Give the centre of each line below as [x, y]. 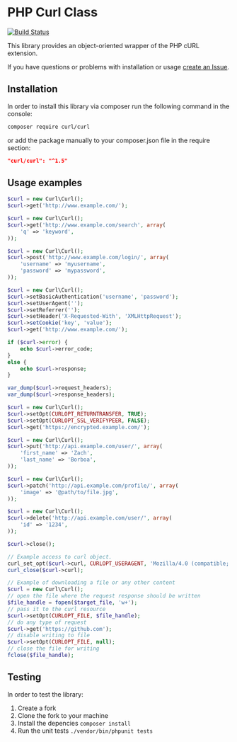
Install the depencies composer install [74, 723]
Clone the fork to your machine [63, 715]
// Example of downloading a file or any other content [91, 583]
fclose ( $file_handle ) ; [41, 656]
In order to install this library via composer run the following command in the [118, 106]
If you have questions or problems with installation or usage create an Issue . [118, 67]
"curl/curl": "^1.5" [38, 161]
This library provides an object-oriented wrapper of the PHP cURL [104, 45]
